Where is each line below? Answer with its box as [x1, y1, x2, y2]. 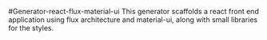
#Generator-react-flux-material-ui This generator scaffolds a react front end [8, 7, 260, 16]
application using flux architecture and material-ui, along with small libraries [8, 15, 258, 24]
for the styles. [8, 24, 54, 32]
